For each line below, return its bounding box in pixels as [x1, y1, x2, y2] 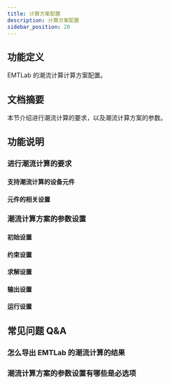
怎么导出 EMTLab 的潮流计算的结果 [7, 347, 126, 357]
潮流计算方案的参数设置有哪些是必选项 [7, 368, 136, 378]
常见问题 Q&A [7, 324, 67, 337]
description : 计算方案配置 [7, 17, 80, 24]
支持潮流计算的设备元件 [7, 177, 75, 186]
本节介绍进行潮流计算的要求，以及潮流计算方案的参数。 [7, 114, 167, 121]
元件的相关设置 [7, 194, 50, 204]
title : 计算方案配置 [7, 10, 61, 18]
